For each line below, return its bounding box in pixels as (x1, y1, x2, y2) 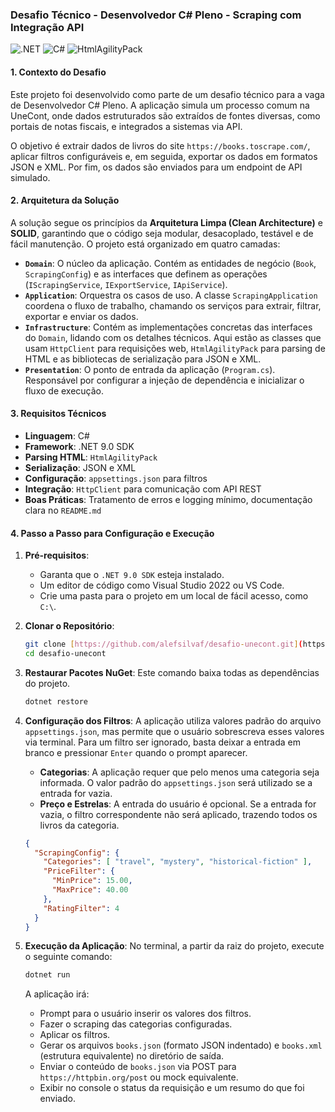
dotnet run (24, 970, 71, 980)
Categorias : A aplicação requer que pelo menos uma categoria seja (39, 766, 320, 778)
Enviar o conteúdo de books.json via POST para (39, 1061, 237, 1073)
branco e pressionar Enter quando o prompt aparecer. (24, 746, 248, 758)
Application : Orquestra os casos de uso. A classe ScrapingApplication (24, 289, 318, 301)
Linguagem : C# (24, 429, 90, 442)
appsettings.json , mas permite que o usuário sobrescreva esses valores (24, 725, 325, 737)
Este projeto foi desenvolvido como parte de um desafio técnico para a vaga (10, 88, 325, 100)
